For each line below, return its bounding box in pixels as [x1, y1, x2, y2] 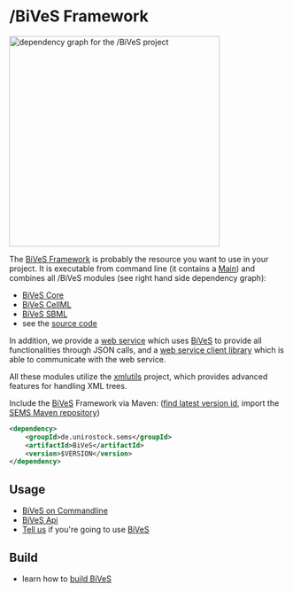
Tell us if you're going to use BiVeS [21, 525, 150, 535]
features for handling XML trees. [9, 380, 127, 391]
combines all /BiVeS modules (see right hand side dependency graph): [9, 272, 267, 283]
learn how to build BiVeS [21, 573, 112, 584]
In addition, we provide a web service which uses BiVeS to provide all [9, 335, 263, 346]
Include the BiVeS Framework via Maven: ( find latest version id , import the [9, 397, 280, 409]
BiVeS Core [21, 290, 65, 300]
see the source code [21, 317, 97, 329]
